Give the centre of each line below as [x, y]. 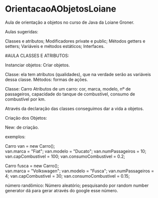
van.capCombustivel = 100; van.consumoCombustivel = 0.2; [65, 156]
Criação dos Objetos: [26, 118]
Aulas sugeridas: [22, 31]
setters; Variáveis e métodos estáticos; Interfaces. [55, 46]
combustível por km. [25, 99]
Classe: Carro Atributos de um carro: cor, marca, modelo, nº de [68, 89]
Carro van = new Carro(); [30, 146]
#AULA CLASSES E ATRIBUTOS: [37, 55]
